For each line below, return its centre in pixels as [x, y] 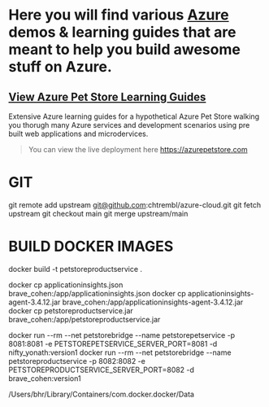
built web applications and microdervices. [78, 133]
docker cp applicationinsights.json [66, 284]
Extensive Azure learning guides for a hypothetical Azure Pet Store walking [134, 116]
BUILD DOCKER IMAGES [91, 247]
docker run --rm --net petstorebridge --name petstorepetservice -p [122, 335]
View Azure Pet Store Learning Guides [107, 96]
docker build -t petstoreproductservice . [76, 269]
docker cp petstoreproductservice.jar [71, 310]
